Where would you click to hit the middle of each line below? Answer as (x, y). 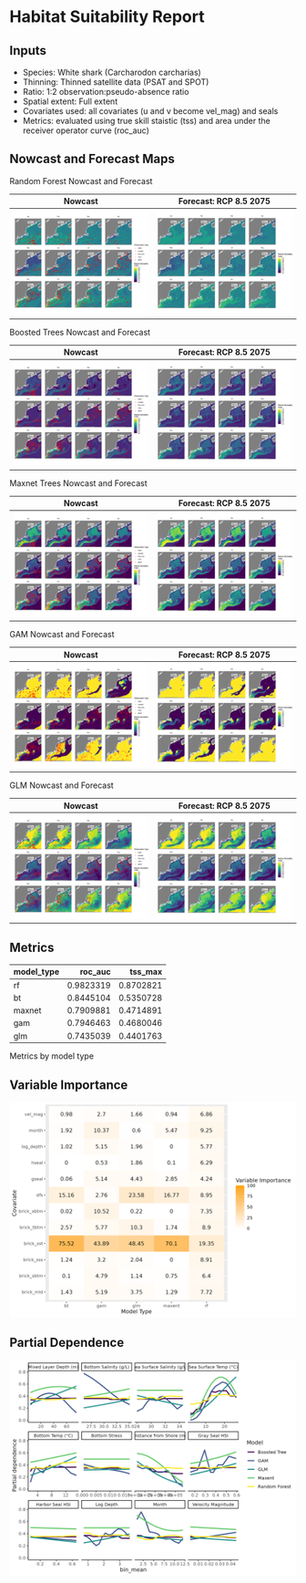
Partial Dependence (67, 1343)
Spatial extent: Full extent (70, 101)
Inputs (28, 51)
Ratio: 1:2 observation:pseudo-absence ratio (106, 92)
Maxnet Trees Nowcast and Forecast (78, 483)
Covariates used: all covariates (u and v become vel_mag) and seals (150, 111)
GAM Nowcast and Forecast (62, 634)
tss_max (146, 972)
